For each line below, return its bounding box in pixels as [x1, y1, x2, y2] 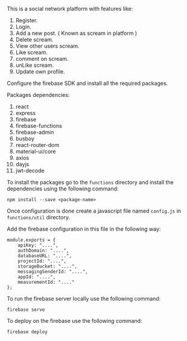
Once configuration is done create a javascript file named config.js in [7, 207, 182, 214]
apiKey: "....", [17, 242, 59, 248]
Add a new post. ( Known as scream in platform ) [15, 30, 138, 37]
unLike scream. [15, 61, 54, 69]
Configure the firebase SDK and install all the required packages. [7, 80, 168, 87]
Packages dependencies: [7, 92, 70, 98]
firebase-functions [15, 122, 62, 129]
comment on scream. [15, 55, 69, 62]
